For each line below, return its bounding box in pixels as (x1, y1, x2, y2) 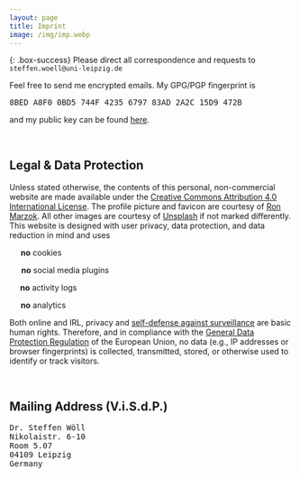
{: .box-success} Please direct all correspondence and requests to (9, 55, 256, 66)
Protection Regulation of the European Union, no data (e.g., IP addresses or (9, 336, 289, 347)
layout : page (9, 13, 59, 23)
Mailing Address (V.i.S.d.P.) (9, 399, 168, 414)
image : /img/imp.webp (9, 30, 91, 39)
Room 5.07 (9, 441, 52, 451)
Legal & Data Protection (9, 158, 144, 173)
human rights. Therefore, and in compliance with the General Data (9, 326, 255, 337)
